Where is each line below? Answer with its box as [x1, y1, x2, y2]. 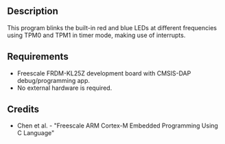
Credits [7, 104, 40, 115]
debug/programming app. [16, 76, 91, 84]
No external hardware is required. [16, 84, 113, 92]
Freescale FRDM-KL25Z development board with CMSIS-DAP [16, 69, 191, 77]
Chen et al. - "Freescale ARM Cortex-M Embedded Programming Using [16, 121, 218, 130]
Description [7, 5, 58, 17]
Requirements [7, 51, 69, 62]
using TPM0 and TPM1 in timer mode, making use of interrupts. [7, 31, 186, 39]
